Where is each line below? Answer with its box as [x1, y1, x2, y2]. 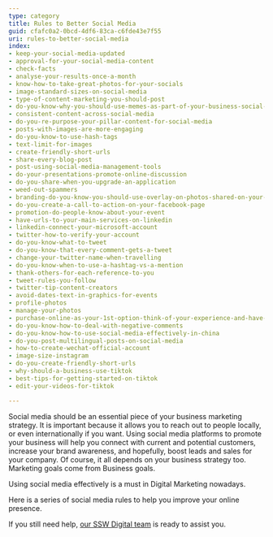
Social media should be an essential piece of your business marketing [8, 411, 242, 421]
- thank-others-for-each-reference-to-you [8, 269, 154, 277]
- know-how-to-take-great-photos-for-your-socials [8, 80, 184, 88]
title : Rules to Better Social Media [8, 19, 136, 28]
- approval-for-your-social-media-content [8, 58, 154, 66]
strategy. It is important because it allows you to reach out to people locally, [8, 420, 262, 430]
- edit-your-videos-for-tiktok [8, 382, 115, 390]
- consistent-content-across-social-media [8, 110, 154, 119]
